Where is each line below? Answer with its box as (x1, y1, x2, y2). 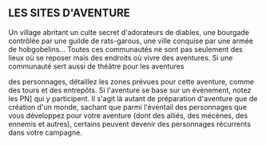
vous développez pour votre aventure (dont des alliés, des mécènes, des (8, 111, 248, 120)
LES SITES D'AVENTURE (8, 6, 130, 20)
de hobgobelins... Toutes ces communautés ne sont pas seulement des (8, 44, 244, 54)
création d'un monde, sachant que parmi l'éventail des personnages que (8, 102, 248, 112)
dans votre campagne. (8, 127, 82, 137)
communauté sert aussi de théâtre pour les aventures (8, 61, 185, 71)
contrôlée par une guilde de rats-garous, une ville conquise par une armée (8, 36, 254, 45)
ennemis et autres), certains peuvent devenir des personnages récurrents (8, 119, 252, 128)
